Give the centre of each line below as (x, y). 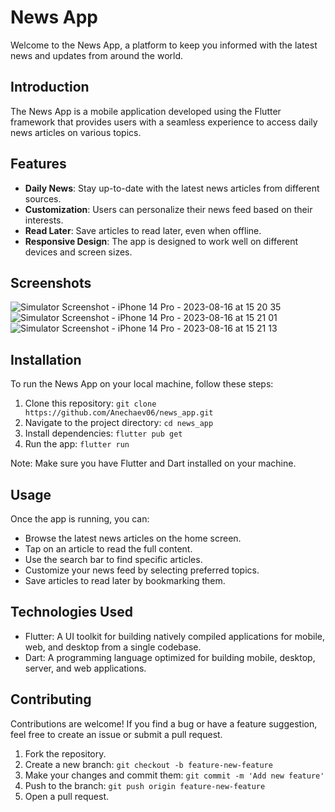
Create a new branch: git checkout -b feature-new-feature (148, 764)
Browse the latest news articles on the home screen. (133, 538)
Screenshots (51, 282)
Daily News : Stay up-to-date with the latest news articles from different (172, 188)
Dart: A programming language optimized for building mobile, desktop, (170, 657)
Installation (46, 359)
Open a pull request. (67, 796)
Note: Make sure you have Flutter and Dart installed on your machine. (153, 463)
